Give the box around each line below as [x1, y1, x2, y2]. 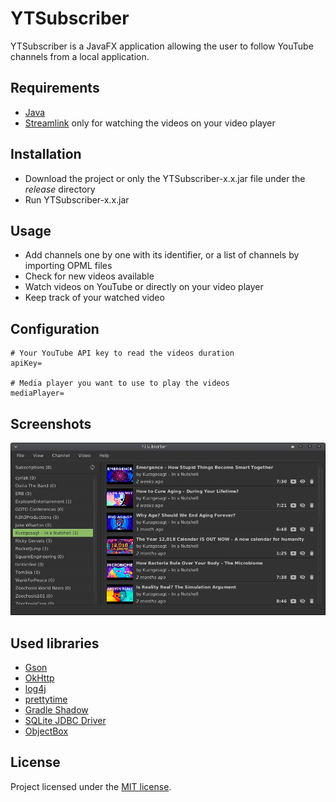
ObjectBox [24, 725, 69, 737]
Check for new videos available [24, 270, 155, 282]
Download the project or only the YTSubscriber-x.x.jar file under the [24, 172, 306, 184]
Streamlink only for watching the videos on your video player [24, 117, 276, 129]
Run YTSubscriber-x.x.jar [24, 193, 130, 206]
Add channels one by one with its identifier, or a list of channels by [24, 249, 300, 261]
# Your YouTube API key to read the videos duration [10, 348, 235, 359]
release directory [24, 183, 96, 195]
